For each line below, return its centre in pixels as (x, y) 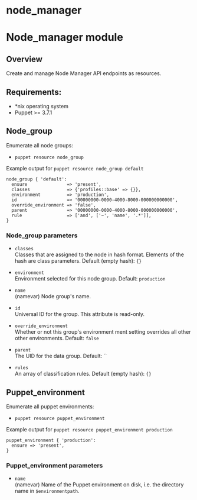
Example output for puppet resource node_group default (75, 168)
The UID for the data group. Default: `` (61, 356)
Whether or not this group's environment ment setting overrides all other (103, 332)
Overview (24, 59)
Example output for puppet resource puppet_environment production (89, 429)
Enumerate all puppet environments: (50, 407)
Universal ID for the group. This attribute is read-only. (80, 314)
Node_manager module (65, 38)
